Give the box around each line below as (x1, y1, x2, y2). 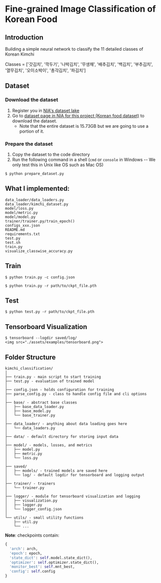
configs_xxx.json (5, 223, 40, 228)
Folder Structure (5, 353, 56, 361)
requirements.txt (5, 232, 40, 236)
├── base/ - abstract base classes (5, 400, 77, 405)
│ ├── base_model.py (5, 408, 51, 414)
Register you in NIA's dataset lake (12, 107, 79, 113)
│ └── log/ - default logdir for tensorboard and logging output (5, 473, 145, 478)
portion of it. (19, 128, 45, 134)
